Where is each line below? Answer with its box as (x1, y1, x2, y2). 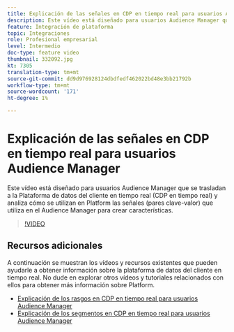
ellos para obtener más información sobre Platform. (7, 280, 155, 289)
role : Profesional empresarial (7, 36, 98, 43)
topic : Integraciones (7, 29, 70, 37)
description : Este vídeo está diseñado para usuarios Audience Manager (7, 17, 219, 24)
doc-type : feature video (7, 50, 79, 57)
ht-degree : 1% (7, 95, 49, 102)
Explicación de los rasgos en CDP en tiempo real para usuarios (17, 294, 198, 303)
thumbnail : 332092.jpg (7, 56, 73, 63)
